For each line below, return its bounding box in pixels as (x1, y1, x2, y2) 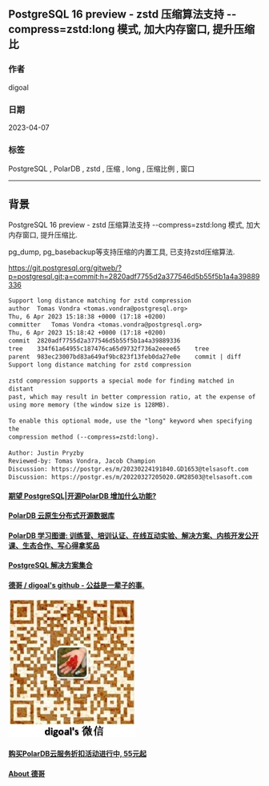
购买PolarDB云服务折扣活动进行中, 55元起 (8, 749, 147, 759)
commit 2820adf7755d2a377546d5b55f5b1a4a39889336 (8, 337, 181, 345)
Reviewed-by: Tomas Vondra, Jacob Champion (8, 457, 156, 465)
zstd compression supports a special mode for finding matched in (8, 377, 235, 385)
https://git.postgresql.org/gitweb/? (8, 263, 122, 273)
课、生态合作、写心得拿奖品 (8, 541, 100, 550)
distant (8, 385, 34, 393)
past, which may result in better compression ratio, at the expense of (8, 393, 256, 401)
